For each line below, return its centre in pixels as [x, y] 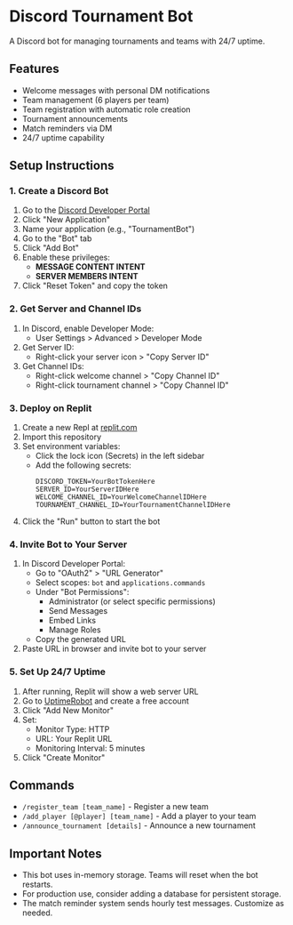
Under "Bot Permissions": [82, 592]
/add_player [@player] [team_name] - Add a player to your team [139, 816]
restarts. [37, 885]
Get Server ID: [48, 347]
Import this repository [62, 437]
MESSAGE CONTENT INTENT [90, 267]
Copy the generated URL [81, 639]
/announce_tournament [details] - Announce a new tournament [139, 825]
